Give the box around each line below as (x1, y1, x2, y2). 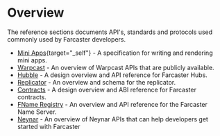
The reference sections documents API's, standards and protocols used (7, 28, 213, 36)
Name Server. (17, 108, 57, 116)
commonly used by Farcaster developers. (7, 35, 126, 43)
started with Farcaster (17, 122, 81, 130)
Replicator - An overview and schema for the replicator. (17, 78, 176, 86)
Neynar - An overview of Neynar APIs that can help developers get (17, 114, 208, 123)
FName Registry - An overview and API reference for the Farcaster (17, 100, 208, 108)
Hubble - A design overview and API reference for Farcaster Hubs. (17, 71, 208, 79)
